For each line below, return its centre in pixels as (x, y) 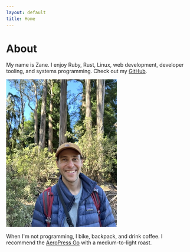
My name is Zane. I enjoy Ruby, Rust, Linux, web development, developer (95, 65)
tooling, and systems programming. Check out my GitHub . (77, 71)
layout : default (26, 12)
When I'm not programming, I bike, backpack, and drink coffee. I (84, 237)
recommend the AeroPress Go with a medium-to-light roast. (79, 243)
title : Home (21, 19)
